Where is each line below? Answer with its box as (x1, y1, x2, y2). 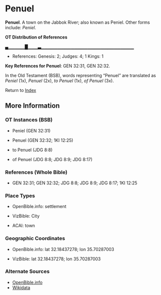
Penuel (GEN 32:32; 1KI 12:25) (12, 137, 73, 143)
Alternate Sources (5, 268, 50, 275)
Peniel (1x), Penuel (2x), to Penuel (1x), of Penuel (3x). (5, 78, 114, 84)
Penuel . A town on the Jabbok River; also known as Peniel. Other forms (5, 19, 150, 25)
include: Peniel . (5, 24, 36, 30)
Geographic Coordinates (5, 235, 65, 242)
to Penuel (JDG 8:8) (12, 147, 53, 153)
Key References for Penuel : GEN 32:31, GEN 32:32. (5, 63, 110, 69)
